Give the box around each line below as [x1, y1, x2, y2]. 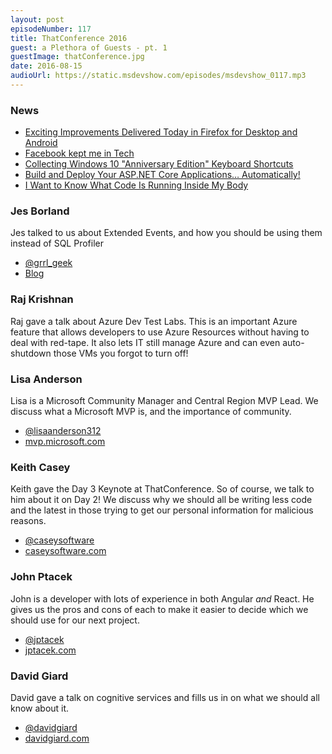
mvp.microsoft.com [24, 436, 106, 448]
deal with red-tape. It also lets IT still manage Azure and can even [10, 336, 281, 348]
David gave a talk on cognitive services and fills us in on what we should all [10, 691, 320, 703]
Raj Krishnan [10, 292, 74, 306]
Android [24, 137, 58, 149]
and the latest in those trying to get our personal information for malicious [10, 504, 314, 516]
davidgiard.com [24, 732, 90, 744]
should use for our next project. [10, 614, 140, 626]
